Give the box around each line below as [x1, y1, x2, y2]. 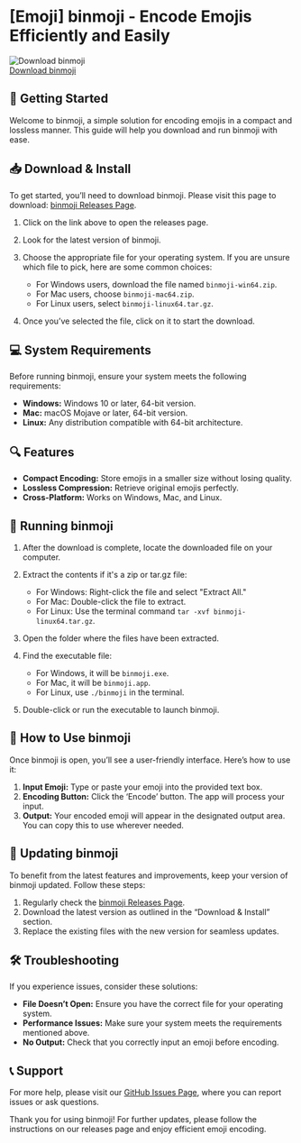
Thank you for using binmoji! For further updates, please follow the [9, 1114, 257, 1125]
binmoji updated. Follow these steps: [9, 879, 146, 890]
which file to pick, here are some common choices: [22, 261, 213, 272]
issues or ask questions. [9, 1097, 99, 1108]
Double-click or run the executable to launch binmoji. [22, 705, 220, 715]
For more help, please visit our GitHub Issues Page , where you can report [9, 1087, 282, 1098]
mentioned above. [22, 1028, 90, 1038]
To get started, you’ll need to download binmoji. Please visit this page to [9, 189, 277, 200]
